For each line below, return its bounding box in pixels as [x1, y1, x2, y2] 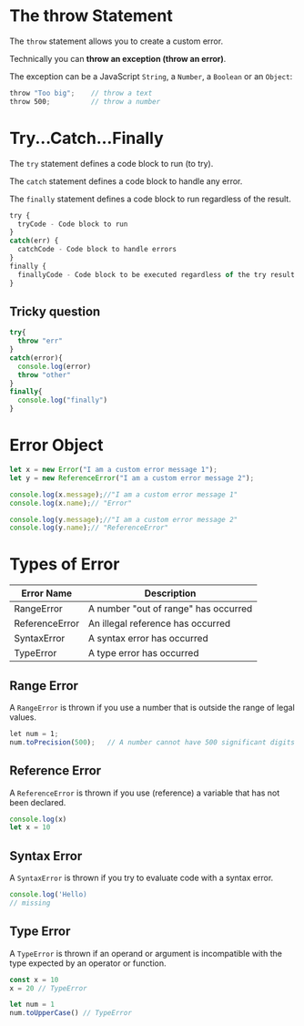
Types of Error [9, 554, 120, 575]
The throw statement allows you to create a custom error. [9, 36, 224, 46]
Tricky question [9, 303, 101, 319]
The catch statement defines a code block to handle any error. [9, 175, 243, 187]
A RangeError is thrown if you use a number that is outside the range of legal [9, 703, 296, 713]
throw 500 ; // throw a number [9, 97, 161, 106]
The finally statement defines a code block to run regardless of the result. [9, 193, 291, 204]
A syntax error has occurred [87, 632, 208, 645]
